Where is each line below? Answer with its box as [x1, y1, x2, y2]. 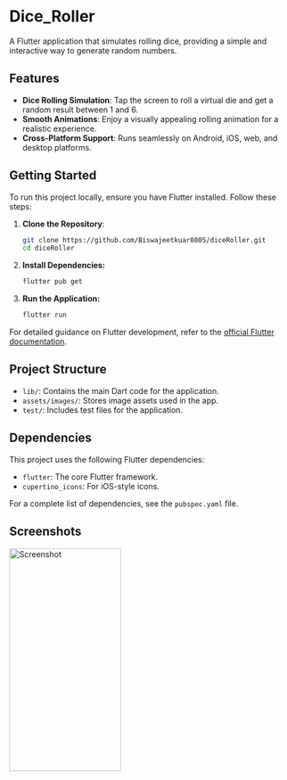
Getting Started [9, 168, 97, 184]
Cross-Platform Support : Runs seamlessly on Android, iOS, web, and [21, 132, 278, 144]
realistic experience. [21, 123, 97, 134]
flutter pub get [21, 277, 83, 286]
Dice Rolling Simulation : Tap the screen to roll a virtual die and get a [21, 94, 274, 105]
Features [9, 71, 60, 86]
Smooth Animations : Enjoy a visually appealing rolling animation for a [21, 113, 279, 124]
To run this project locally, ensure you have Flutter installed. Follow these [9, 192, 276, 202]
